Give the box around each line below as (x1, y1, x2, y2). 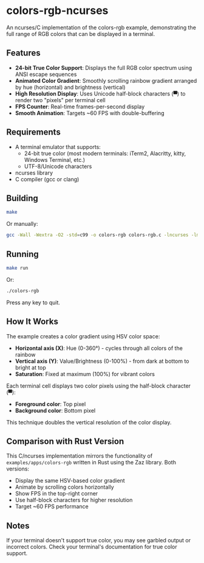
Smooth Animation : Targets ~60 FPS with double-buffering (15, 109, 165, 116)
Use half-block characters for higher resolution (15, 497, 133, 504)
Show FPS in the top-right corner (15, 490, 98, 497)
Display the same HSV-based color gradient (15, 477, 126, 484)
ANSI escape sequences (15, 71, 77, 78)
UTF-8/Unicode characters (24, 163, 92, 170)
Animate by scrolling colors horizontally (15, 483, 114, 491)
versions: (6, 465, 29, 472)
